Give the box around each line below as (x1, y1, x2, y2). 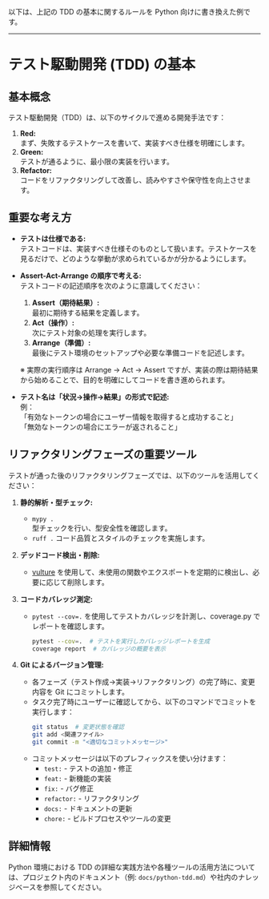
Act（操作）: (31, 317, 74, 327)
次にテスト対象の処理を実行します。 (31, 328, 151, 337)
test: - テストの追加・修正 (43, 764, 133, 773)
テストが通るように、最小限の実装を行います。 (19, 157, 174, 166)
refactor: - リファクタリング (43, 794, 140, 803)
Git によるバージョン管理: (19, 660, 104, 670)
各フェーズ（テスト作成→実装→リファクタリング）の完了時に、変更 (31, 677, 255, 687)
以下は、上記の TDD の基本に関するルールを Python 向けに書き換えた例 (8, 7, 244, 16)
